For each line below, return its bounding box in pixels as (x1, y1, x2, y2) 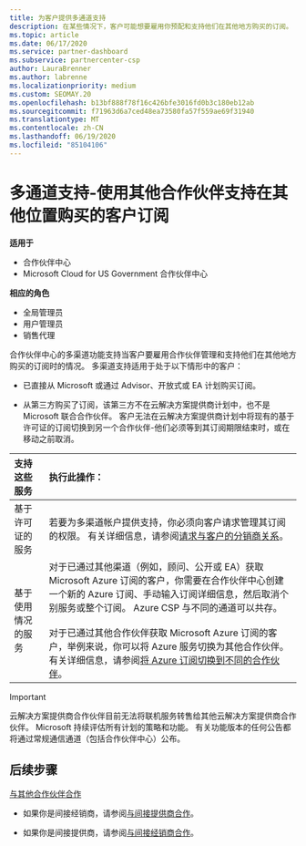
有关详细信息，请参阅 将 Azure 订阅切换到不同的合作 (48, 654, 271, 666)
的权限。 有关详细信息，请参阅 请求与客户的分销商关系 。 (48, 530, 289, 542)
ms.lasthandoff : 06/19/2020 (9, 132, 117, 141)
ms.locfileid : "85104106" (9, 140, 107, 150)
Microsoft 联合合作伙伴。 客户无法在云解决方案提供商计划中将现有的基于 (22, 410, 295, 421)
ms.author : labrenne (9, 73, 88, 82)
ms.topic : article (9, 30, 79, 39)
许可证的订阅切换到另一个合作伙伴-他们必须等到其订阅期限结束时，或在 (22, 421, 291, 433)
